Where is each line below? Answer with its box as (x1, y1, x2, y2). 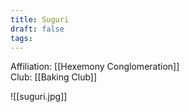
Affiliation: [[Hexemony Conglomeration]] (10, 61, 180, 73)
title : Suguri (10, 14, 70, 25)
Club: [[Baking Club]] (10, 71, 98, 83)
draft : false (10, 24, 65, 34)
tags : (10, 33, 33, 43)
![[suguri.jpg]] (10, 91, 68, 103)
